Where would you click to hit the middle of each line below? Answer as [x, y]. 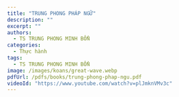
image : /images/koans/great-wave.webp [62, 70]
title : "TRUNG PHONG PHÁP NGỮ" [52, 13]
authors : [19, 32]
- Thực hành [30, 52]
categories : [24, 45]
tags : [15, 58]
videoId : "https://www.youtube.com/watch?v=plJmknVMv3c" [90, 83]
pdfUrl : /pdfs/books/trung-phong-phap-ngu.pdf [74, 77]
